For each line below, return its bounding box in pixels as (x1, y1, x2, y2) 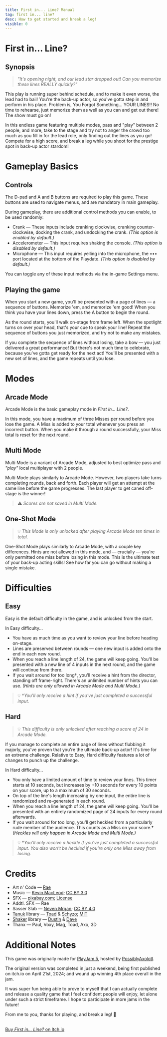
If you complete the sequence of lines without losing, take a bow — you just (5, 339, 161, 345)
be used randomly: (5, 214, 44, 220)
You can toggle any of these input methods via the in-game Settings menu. (5, 271, 159, 277)
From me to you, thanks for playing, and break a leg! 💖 (5, 1011, 117, 1017)
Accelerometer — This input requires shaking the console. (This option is (12, 240, 163, 246)
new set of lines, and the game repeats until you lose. (5, 356, 115, 362)
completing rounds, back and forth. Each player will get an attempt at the (5, 480, 155, 486)
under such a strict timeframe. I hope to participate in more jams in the (5, 996, 150, 1002)
